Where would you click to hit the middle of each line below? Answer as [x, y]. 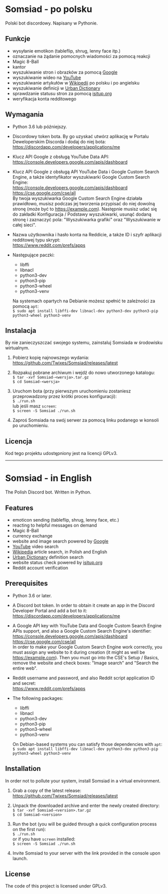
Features [19, 508]
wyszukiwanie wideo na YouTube [47, 77]
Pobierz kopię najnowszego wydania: [51, 358]
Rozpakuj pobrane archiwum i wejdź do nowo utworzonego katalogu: [84, 373]
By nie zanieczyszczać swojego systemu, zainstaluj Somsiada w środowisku [84, 343]
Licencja [19, 441]
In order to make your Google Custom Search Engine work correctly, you [87, 647]
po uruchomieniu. [30, 425]
